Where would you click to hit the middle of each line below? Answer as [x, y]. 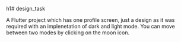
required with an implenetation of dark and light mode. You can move [90, 26]
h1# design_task [26, 9]
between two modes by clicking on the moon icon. [68, 33]
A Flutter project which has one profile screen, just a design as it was [90, 20]
